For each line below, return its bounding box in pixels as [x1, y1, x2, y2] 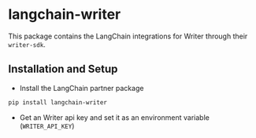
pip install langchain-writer [8, 98, 108, 107]
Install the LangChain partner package [19, 83, 144, 93]
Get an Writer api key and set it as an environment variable [19, 112, 210, 122]
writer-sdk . [8, 39, 46, 49]
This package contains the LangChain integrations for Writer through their [8, 31, 248, 41]
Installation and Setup [8, 63, 118, 76]
